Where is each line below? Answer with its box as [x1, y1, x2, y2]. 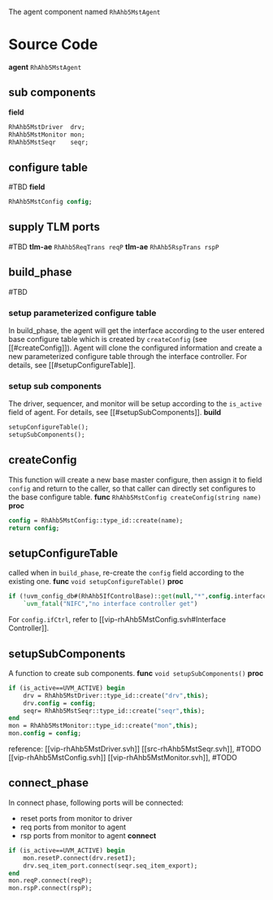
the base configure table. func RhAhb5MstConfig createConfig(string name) [8, 491, 262, 502]
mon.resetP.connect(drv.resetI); [23, 854, 136, 862]
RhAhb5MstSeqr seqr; [8, 138, 89, 146]
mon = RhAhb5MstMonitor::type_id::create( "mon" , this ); [8, 722, 198, 730]
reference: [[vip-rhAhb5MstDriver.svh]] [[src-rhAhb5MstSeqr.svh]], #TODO [8, 744, 262, 754]
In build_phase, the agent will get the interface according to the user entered [8, 325, 265, 335]
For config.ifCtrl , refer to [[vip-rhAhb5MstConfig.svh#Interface [8, 615, 226, 625]
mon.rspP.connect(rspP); [8, 885, 93, 893]
